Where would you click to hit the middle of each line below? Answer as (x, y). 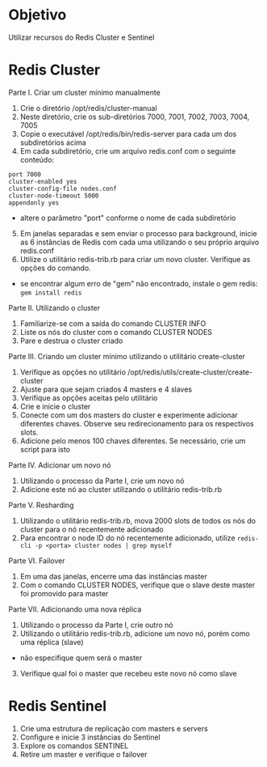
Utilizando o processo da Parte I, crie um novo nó (102, 481)
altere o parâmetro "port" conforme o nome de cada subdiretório (128, 218)
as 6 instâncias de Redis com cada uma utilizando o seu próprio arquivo (140, 242)
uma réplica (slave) (52, 642)
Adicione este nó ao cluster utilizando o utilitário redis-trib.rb (121, 489)
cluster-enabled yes (43, 181)
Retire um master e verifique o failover (83, 754)
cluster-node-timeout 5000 (54, 196)
